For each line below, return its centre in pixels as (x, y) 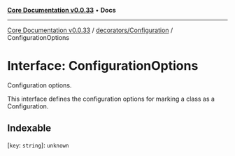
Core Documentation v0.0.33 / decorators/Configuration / (90, 30)
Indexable (29, 128)
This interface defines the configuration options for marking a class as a (111, 99)
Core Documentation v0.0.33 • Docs (62, 10)
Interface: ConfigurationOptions (103, 66)
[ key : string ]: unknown (38, 145)
